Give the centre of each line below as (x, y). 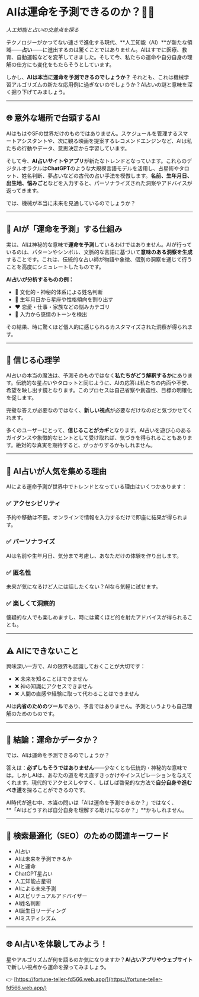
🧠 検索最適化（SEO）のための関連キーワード (88, 836)
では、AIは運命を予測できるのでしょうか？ (58, 755)
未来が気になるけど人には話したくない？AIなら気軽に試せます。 (84, 587)
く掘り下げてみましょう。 (37, 92)
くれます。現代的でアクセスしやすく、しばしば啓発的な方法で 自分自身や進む (99, 782)
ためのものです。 (37, 714)
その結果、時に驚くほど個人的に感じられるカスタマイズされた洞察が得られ (97, 327)
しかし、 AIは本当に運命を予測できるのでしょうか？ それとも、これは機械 (95, 77)
